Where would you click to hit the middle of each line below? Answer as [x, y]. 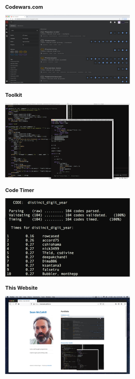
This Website [21, 288]
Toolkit [14, 95]
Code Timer [20, 190]
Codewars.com [24, 7]
